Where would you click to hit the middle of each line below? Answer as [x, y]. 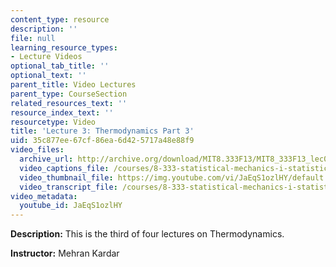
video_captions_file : [64, 168]
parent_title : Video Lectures [73, 85]
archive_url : [46, 159]
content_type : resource [60, 19]
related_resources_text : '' [69, 103]
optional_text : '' [48, 76]
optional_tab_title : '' [60, 66]
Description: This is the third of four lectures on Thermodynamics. [147, 234]
